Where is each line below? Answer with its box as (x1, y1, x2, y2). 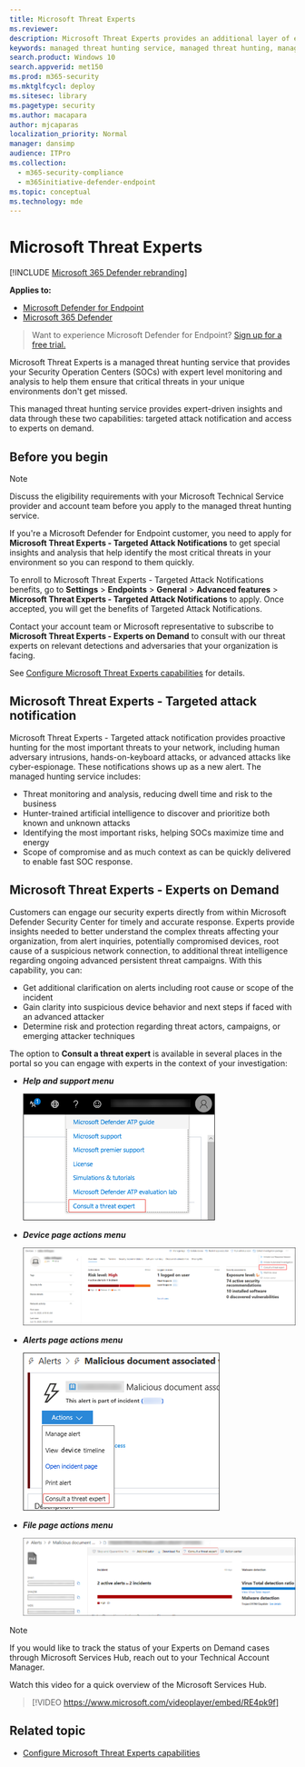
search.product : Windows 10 (9, 53, 116, 63)
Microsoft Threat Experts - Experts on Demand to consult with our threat (9, 631, 286, 641)
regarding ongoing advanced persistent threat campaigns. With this (9, 954, 262, 965)
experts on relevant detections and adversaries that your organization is (9, 641, 279, 651)
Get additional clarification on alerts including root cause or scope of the (22, 982, 294, 993)
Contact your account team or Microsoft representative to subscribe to (9, 621, 274, 632)
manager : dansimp (9, 139, 75, 149)
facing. (9, 650, 36, 661)
